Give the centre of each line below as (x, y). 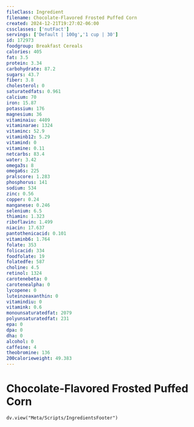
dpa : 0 (15, 330)
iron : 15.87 (21, 103)
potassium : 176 (26, 108)
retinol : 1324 (24, 273)
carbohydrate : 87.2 (31, 69)
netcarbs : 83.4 (26, 154)
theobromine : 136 (28, 353)
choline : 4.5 (23, 268)
